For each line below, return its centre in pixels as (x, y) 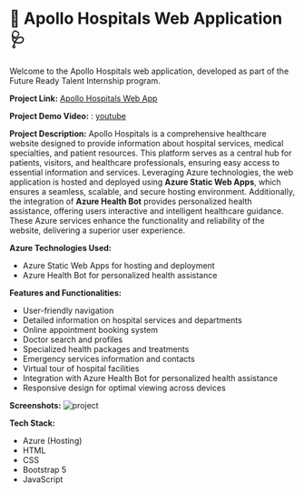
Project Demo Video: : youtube (68, 116)
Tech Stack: (33, 423)
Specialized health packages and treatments (106, 348)
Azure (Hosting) (52, 440)
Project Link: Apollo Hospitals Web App (83, 98)
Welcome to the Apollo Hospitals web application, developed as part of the (149, 71)
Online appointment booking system (90, 329)
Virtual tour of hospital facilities (81, 368)
